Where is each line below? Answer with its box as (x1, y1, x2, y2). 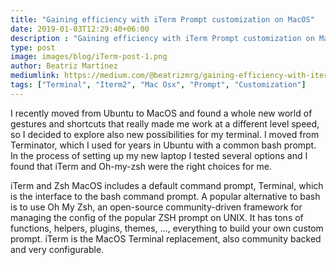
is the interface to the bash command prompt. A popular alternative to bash (10, 190, 321, 202)
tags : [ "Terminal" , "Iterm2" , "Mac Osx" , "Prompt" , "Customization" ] (10, 80, 307, 90)
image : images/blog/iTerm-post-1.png (10, 52, 168, 62)
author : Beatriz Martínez (10, 61, 118, 71)
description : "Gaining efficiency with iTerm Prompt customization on (10, 33, 315, 43)
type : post (10, 42, 56, 53)
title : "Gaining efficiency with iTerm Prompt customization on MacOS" (10, 14, 315, 25)
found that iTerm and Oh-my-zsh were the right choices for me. (10, 160, 272, 172)
